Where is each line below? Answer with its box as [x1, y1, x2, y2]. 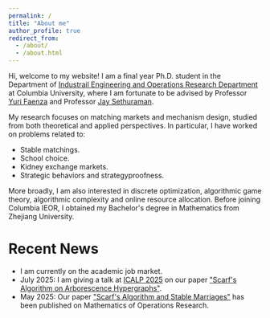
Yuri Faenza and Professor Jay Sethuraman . [8, 97, 154, 106]
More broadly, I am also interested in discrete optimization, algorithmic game [8, 186, 262, 195]
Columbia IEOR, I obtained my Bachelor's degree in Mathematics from [8, 203, 239, 213]
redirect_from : [8, 34, 59, 43]
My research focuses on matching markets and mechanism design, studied [8, 112, 258, 121]
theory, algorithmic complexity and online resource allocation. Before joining [8, 194, 261, 204]
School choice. [19, 153, 70, 163]
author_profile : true [8, 26, 81, 35]
